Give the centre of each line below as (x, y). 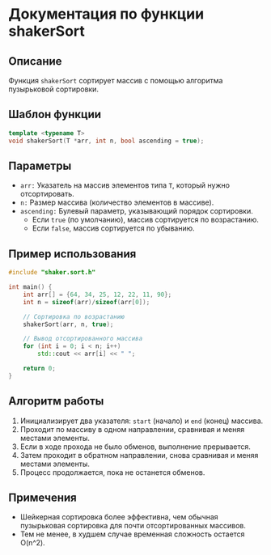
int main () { (30, 287)
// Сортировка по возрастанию (74, 316)
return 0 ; (40, 369)
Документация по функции (106, 14)
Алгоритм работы (56, 401)
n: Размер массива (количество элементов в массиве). (117, 202)
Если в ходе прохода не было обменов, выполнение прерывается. (135, 447)
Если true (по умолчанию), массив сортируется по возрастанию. (145, 220)
